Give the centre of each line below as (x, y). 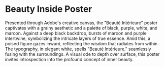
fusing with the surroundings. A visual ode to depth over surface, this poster (82, 54)
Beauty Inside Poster (49, 9)
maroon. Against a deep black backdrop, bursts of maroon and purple (76, 33)
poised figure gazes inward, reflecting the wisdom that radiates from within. (82, 43)
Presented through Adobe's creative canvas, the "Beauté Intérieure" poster (81, 23)
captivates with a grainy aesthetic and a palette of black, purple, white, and (81, 28)
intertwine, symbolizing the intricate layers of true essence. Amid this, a (78, 38)
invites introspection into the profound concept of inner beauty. (69, 59)
